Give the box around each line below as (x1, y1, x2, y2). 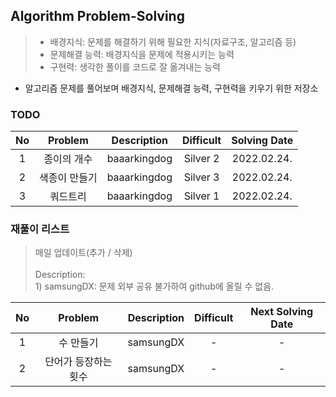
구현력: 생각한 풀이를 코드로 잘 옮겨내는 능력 (49, 60, 221, 73)
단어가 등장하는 (44, 355, 113, 369)
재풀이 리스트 (10, 222, 70, 236)
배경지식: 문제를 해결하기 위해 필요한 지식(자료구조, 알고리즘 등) (49, 35, 297, 48)
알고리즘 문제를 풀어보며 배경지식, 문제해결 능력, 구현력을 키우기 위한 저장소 (24, 82, 319, 94)
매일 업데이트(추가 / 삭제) (34, 247, 133, 259)
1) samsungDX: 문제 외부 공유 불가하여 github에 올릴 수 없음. (34, 280, 275, 293)
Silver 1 (183, 189, 220, 203)
